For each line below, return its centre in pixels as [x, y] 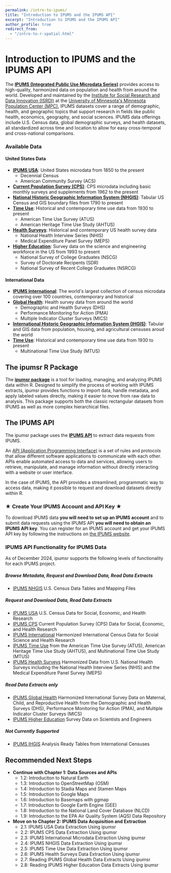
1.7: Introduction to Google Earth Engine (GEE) [69, 805]
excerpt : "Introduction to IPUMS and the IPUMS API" [63, 19]
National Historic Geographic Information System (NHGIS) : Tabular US [88, 197]
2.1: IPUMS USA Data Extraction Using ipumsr [68, 827]
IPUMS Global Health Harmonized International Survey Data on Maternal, [89, 698]
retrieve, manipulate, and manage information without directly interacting [82, 467]
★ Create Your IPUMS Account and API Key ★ [63, 506]
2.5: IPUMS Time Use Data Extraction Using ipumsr [74, 849]
